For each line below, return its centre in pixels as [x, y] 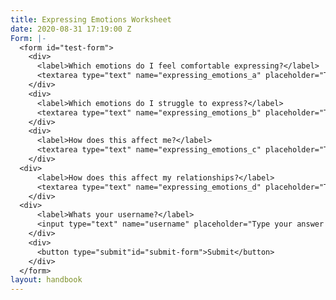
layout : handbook [46, 280]
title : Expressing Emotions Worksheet [91, 19]
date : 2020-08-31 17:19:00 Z [71, 29]
